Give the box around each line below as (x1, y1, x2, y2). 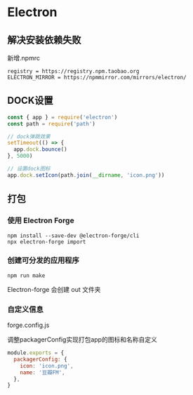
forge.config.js (7, 321, 50, 330)
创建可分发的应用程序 (7, 255, 79, 265)
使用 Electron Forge (7, 215, 75, 225)
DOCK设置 (7, 95, 53, 107)
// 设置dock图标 (7, 166, 51, 173)
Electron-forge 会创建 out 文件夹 (7, 285, 101, 293)
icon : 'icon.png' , (20, 362, 74, 369)
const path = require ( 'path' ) (7, 120, 96, 127)
